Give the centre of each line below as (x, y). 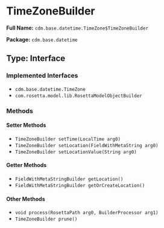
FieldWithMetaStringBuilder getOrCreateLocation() (80, 185)
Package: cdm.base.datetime (42, 39)
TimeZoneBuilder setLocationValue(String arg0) (76, 152)
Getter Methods (27, 165)
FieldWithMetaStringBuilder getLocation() (69, 179)
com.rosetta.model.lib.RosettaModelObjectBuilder (79, 96)
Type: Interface (36, 59)
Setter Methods (26, 125)
